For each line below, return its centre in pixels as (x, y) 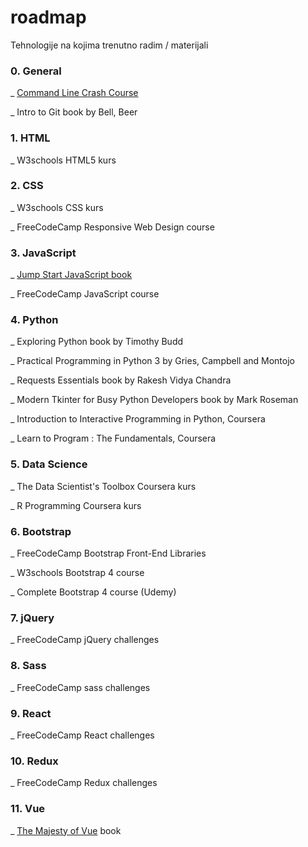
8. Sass (28, 666)
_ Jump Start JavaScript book (71, 275)
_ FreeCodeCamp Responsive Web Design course (112, 227)
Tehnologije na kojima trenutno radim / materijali (109, 45)
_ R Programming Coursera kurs (76, 505)
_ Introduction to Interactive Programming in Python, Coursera (138, 419)
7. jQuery (32, 618)
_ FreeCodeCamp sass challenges (80, 687)
